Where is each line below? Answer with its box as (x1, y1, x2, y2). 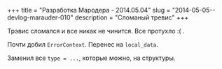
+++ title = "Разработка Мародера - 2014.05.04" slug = (7, 6, 171, 14)
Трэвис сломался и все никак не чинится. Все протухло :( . (7, 27, 185, 35)
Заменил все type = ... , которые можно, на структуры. (7, 54, 176, 62)
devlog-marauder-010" (7, 13, 74, 22)
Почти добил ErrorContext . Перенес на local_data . (7, 40, 159, 48)
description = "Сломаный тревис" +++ (74, 13, 189, 22)
